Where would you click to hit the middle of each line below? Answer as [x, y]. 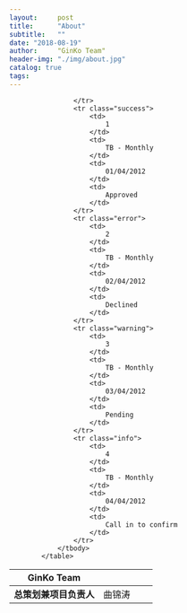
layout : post [42, 18]
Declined [122, 305]
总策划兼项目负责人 [55, 594]
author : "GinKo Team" [57, 51]
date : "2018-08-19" [46, 43]
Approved [122, 195]
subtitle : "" [38, 34]
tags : [19, 76]
